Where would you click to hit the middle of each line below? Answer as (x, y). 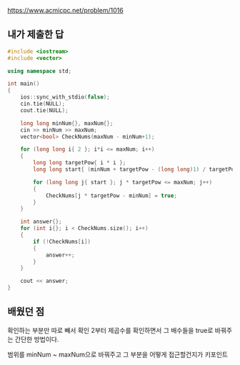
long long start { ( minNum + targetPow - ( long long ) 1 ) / (120, 170)
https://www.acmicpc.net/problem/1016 (65, 10)
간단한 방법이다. (37, 339)
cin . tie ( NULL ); (43, 104)
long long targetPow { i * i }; (80, 163)
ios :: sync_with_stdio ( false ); (65, 97)
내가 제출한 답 (36, 35)
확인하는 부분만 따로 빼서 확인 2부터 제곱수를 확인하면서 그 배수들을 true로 (110, 330)
